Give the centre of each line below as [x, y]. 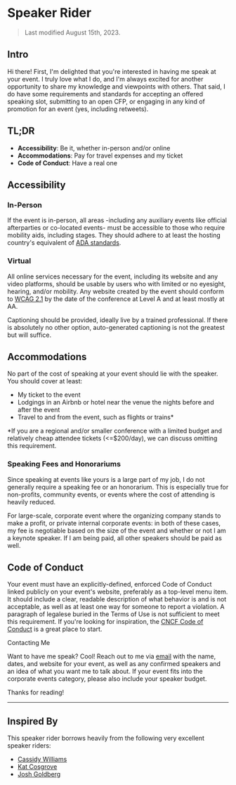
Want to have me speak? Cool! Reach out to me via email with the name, [112, 656]
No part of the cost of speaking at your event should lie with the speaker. [113, 374]
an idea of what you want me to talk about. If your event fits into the [105, 671]
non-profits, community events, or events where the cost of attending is [111, 494]
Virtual [19, 261]
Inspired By [33, 721]
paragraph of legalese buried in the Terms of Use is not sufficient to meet [113, 614]
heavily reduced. [32, 502]
